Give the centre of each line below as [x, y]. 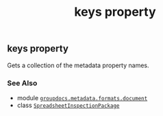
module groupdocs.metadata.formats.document [82, 97]
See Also [22, 83]
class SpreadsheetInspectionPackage [68, 105]
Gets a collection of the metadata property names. [78, 65]
